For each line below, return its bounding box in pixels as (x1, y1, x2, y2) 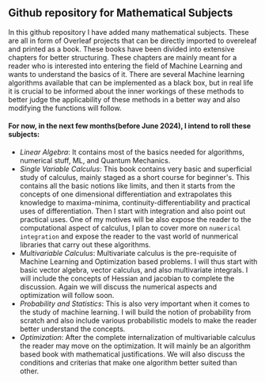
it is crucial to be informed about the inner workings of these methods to (8, 86, 244, 96)
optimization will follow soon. (19, 291, 115, 300)
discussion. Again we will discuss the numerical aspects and (19, 282, 218, 292)
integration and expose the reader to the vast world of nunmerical (19, 231, 239, 241)
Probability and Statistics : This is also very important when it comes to (19, 299, 251, 308)
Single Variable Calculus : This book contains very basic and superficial (19, 164, 252, 174)
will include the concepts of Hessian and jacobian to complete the (19, 273, 235, 284)
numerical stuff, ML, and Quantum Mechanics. (19, 156, 171, 166)
